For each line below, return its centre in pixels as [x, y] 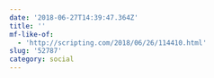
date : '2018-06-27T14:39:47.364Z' [74, 17]
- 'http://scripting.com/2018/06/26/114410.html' [112, 43]
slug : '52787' [36, 51]
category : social [42, 59]
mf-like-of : [31, 34]
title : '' [28, 26]
